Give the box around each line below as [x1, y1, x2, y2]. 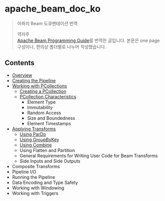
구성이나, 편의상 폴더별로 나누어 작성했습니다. [17, 43, 106, 49]
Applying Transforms [12, 126, 56, 132]
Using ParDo [19, 131, 46, 137]
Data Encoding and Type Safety [12, 179, 78, 185]
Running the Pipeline [12, 174, 56, 180]
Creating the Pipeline [12, 77, 56, 83]
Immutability [27, 104, 53, 110]
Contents [5, 59, 35, 67]
